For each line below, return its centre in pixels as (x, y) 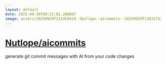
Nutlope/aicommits (45, 43)
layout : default (22, 10)
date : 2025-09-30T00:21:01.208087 (41, 14)
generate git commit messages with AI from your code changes (70, 56)
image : (12, 19)
